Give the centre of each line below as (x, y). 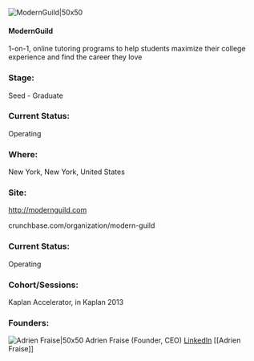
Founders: (29, 322)
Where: (23, 154)
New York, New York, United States (67, 172)
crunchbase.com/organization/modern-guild (82, 225)
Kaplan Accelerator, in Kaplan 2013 (66, 302)
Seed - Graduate (36, 95)
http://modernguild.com (48, 210)
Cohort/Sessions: (43, 285)
